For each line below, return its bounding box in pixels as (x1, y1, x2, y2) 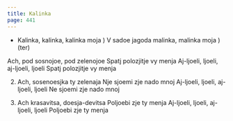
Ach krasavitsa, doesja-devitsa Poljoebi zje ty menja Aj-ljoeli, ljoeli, (17, 98, 209, 106)
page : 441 (7, 17, 36, 24)
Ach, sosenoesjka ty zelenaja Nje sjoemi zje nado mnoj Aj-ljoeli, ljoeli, (17, 77, 217, 86)
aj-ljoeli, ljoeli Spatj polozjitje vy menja (7, 64, 117, 72)
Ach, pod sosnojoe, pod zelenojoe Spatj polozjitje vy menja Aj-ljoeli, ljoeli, (7, 56, 218, 65)
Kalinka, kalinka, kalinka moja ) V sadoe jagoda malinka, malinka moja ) (17, 35, 220, 44)
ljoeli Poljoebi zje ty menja (33, 106, 109, 114)
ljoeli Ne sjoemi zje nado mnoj (33, 85, 120, 93)
